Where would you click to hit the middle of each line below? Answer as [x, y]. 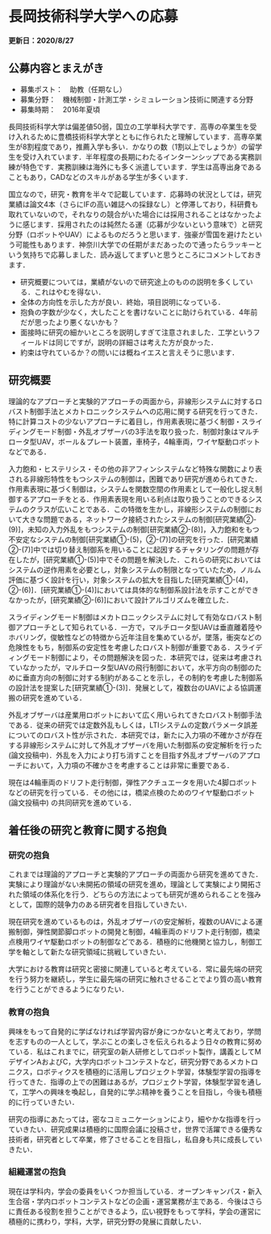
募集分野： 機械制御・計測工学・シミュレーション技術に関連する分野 [137, 99]
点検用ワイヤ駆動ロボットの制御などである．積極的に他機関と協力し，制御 [132, 942]
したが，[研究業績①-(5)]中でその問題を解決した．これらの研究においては [138, 559]
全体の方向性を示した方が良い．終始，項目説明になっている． [123, 302]
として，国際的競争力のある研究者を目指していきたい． [100, 905]
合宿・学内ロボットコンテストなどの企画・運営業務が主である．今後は [131, 1201]
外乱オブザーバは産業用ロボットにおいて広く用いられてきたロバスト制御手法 [135, 715]
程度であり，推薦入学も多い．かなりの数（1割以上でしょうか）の [141, 147]
